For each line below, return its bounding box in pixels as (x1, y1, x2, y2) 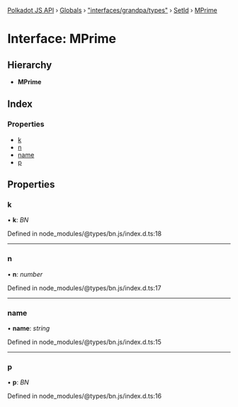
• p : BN (7, 378, 30, 386)
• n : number (7, 270, 43, 278)
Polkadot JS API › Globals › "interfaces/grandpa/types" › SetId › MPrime (7, 6, 217, 14)
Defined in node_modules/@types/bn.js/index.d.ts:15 (7, 338, 161, 346)
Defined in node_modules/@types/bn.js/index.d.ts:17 (7, 283, 161, 292)
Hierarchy (7, 59, 52, 71)
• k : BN (7, 216, 29, 224)
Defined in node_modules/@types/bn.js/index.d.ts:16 (7, 392, 161, 401)
